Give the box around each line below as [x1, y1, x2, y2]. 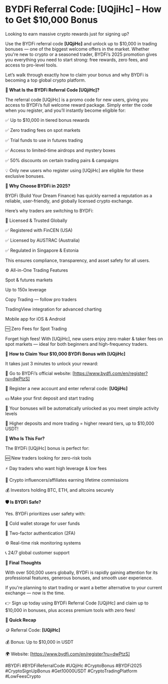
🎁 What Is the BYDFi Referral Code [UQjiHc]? [5, 87, 100, 93]
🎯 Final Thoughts [5, 560, 42, 566]
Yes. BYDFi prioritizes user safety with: [5, 510, 86, 516]
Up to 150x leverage [5, 286, 47, 292]
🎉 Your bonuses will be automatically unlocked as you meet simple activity [5, 405, 159, 411]
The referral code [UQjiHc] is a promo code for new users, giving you [5, 97, 148, 103]
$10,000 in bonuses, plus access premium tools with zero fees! [5, 607, 135, 613]
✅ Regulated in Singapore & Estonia [5, 247, 79, 253]
